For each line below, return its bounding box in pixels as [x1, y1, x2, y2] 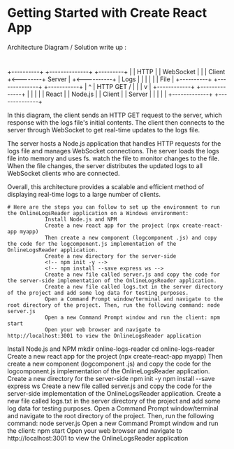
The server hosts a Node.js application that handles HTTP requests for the [7, 139, 221, 148]
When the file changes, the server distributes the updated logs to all [7, 162, 203, 170]
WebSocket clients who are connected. [7, 170, 120, 178]
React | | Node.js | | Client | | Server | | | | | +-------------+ [45, 90, 213, 99]
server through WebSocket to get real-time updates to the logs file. [7, 126, 200, 134]
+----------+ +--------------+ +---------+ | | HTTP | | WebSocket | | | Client [7, 68, 226, 76]
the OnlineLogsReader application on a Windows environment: [7, 210, 189, 217]
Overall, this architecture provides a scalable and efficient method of [7, 183, 205, 191]
